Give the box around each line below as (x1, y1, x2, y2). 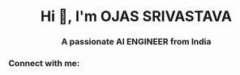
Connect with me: (8, 58, 80, 69)
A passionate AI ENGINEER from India (61, 36, 212, 48)
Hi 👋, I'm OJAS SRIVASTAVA (40, 7, 233, 26)
